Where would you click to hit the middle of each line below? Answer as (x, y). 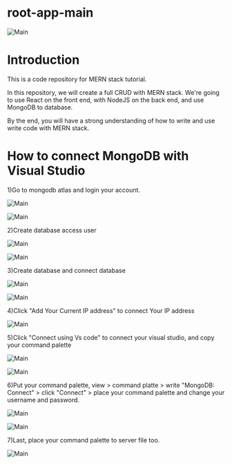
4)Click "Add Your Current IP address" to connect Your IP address (101, 310)
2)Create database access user (52, 230)
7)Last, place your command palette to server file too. (84, 440)
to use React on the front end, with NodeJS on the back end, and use (106, 100)
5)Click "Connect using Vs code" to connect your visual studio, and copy (111, 337)
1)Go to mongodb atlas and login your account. (74, 190)
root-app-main (50, 13)
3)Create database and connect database (67, 270)
